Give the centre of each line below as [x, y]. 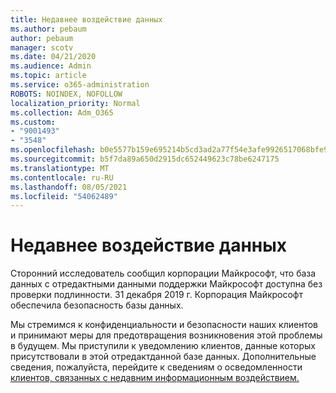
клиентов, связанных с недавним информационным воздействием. [155, 378]
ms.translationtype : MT [60, 168]
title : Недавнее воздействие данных [86, 19]
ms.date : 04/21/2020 [53, 57]
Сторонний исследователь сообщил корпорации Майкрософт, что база [163, 273]
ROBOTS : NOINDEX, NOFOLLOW [66, 94]
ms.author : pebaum [48, 29]
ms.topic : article [48, 76]
